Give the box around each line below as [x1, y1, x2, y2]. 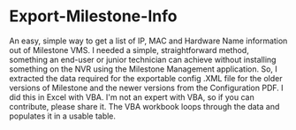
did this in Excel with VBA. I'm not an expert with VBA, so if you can [9, 91, 254, 103]
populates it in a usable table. [9, 111, 117, 121]
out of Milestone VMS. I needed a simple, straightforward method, [9, 44, 249, 55]
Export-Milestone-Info [9, 6, 178, 27]
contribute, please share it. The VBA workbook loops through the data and [9, 101, 280, 111]
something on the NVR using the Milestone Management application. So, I [9, 64, 278, 74]
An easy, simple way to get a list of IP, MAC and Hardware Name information [9, 35, 288, 46]
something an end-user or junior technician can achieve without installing [9, 54, 277, 65]
